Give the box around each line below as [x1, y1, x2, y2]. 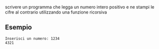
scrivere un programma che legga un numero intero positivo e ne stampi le [5, 4, 155, 10]
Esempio [5, 23, 32, 32]
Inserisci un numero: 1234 [5, 36, 60, 41]
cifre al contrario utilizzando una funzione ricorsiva [5, 9, 107, 15]
